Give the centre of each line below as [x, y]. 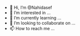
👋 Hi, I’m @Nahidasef [31, 8]
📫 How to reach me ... [32, 28]
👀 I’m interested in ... [30, 13]
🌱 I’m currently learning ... [35, 18]
